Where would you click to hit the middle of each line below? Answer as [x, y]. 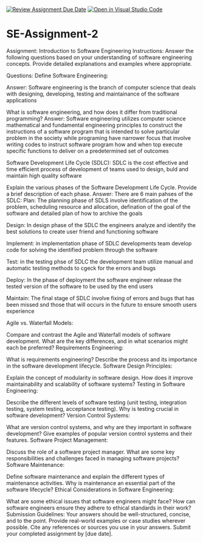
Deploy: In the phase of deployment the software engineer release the [94, 279]
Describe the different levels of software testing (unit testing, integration [97, 402]
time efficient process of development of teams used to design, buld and [97, 169]
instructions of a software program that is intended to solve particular [93, 131]
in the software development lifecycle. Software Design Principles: [89, 366]
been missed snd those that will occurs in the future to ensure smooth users [101, 304]
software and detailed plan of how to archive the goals [74, 213]
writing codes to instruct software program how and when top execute [95, 144]
